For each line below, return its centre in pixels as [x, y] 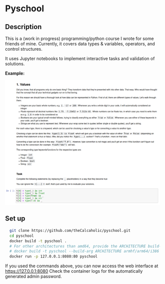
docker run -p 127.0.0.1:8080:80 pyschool [54, 256]
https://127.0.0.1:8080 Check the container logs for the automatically [74, 271]
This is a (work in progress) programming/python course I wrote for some [80, 38]
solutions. [15, 64]
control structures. [24, 49]
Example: [15, 73]
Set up [15, 219]
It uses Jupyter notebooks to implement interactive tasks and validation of [80, 59]
